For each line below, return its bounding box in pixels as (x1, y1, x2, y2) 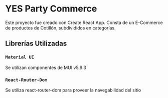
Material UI (5, 54, 35, 60)
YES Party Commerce (5, 3, 97, 14)
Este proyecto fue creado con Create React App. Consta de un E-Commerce (5, 19, 163, 25)
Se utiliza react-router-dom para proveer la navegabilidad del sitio (5, 87, 141, 93)
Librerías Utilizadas (5, 39, 67, 48)
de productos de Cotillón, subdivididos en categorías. (5, 24, 116, 30)
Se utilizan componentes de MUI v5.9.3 (5, 64, 86, 70)
